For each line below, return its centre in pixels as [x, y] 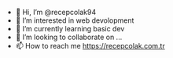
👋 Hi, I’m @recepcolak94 [56, 12]
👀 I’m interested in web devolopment [75, 20]
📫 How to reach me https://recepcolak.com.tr [90, 46]
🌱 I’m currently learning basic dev [70, 29]
